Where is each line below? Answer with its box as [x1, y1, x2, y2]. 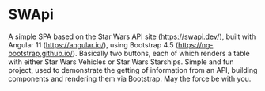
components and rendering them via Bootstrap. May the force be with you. [8, 74, 252, 83]
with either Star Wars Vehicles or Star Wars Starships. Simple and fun [8, 57, 234, 66]
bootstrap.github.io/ [8, 48, 74, 58]
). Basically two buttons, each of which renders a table [72, 48, 251, 58]
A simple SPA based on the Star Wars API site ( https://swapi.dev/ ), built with [8, 32, 256, 41]
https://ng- [177, 40, 214, 49]
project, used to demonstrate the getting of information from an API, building [8, 65, 258, 74]
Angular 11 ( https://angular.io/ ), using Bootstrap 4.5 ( [8, 40, 179, 49]
